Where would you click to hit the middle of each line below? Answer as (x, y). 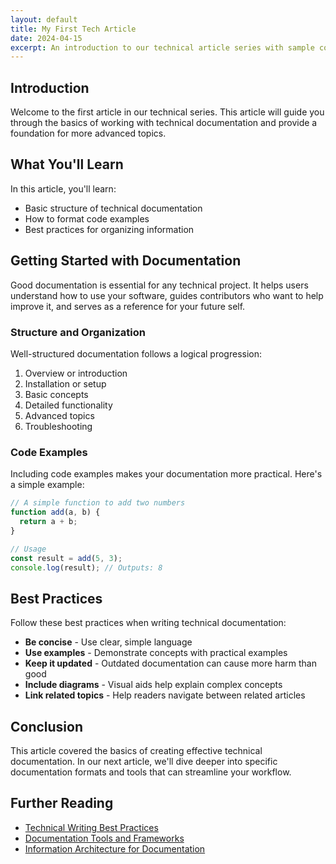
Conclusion (47, 726)
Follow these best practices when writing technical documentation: (148, 623)
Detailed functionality (68, 405)
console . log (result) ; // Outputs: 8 (86, 567)
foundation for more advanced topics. (88, 133)
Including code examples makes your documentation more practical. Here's (166, 474)
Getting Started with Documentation (126, 261)
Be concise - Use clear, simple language (108, 642)
